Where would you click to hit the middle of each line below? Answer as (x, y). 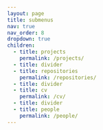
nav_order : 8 (26, 33)
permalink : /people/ (49, 116)
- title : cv (31, 90)
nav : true (21, 26)
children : (21, 45)
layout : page (26, 13)
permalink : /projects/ (52, 58)
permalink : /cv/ (43, 97)
